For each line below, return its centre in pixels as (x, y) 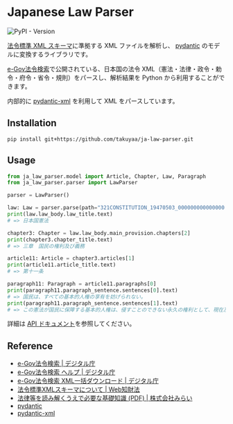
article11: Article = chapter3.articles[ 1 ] (71, 258)
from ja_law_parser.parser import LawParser (72, 183)
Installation (32, 123)
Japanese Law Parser (70, 12)
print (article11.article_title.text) (62, 265)
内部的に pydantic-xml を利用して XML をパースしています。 (93, 100)
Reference (30, 346)
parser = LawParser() (38, 195)
